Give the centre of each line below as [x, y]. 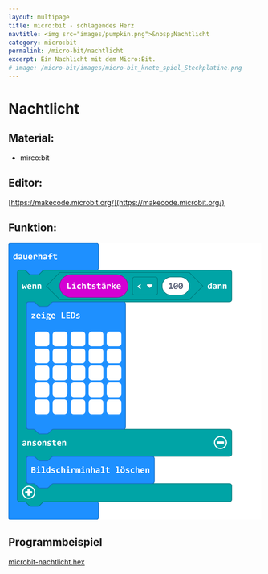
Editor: [25, 183]
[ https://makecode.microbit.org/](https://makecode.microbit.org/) [116, 202]
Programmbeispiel [55, 542]
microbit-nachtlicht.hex [47, 562]
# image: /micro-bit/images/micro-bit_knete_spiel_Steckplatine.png [125, 68]
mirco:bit [35, 158]
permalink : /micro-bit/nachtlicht [66, 51]
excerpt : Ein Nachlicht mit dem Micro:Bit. [82, 60]
